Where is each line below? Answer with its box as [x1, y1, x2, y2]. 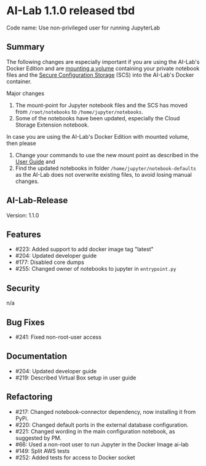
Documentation [6, 351, 68, 362]
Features [6, 229, 41, 239]
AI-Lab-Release [6, 195, 68, 206]
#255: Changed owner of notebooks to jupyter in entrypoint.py [15, 265, 176, 273]
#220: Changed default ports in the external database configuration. [15, 421, 189, 429]
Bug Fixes [6, 317, 45, 327]
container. [6, 77, 32, 85]
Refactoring [6, 392, 53, 402]
